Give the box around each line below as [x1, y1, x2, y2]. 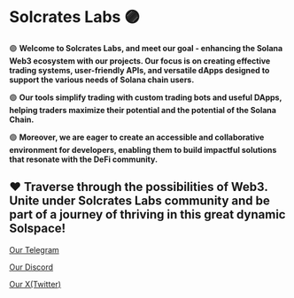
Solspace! [9, 221, 66, 236]
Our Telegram [9, 244, 59, 255]
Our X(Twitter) [9, 279, 62, 289]
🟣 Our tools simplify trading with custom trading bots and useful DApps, [9, 92, 282, 103]
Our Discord [9, 262, 54, 272]
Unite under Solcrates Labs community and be [9, 194, 270, 209]
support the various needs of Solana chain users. [9, 74, 195, 85]
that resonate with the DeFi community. [9, 154, 158, 164]
